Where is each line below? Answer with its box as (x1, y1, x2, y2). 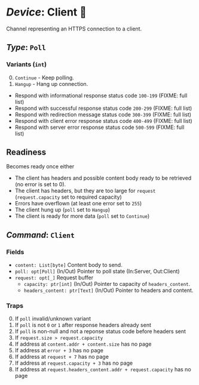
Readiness (6, 147, 47, 158)
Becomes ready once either (6, 163, 75, 170)
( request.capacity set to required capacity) (14, 193, 123, 201)
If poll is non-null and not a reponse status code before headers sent (14, 328, 186, 335)
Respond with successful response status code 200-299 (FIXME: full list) (14, 104, 192, 112)
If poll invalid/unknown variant (14, 315, 91, 322)
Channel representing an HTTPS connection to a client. (6, 25, 142, 32)
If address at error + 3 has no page (14, 347, 103, 354)
